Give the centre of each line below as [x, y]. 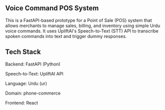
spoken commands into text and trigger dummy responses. [66, 36]
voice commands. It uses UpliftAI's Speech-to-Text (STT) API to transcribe [82, 31]
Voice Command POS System [52, 8]
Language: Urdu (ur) [26, 83]
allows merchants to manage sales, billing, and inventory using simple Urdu [83, 25]
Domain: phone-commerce [33, 93]
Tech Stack [23, 52]
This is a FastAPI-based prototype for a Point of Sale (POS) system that [78, 20]
